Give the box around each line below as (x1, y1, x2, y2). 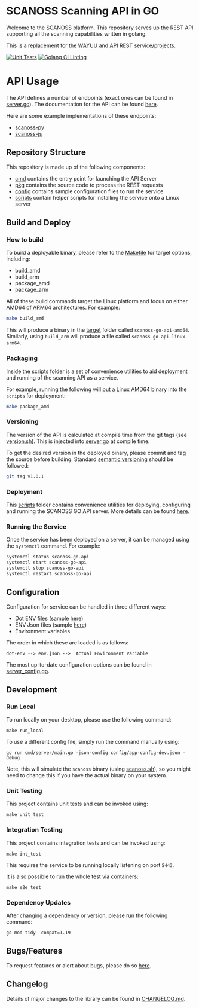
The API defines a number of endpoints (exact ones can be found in (6, 94, 173, 101)
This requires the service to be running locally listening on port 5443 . (6, 861, 174, 868)
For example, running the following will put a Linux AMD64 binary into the (6, 386, 187, 393)
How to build (6, 236, 44, 243)
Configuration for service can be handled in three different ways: (6, 603, 166, 610)
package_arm (14, 286, 49, 294)
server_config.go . (6, 667, 50, 674)
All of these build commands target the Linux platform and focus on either (6, 298, 188, 305)
